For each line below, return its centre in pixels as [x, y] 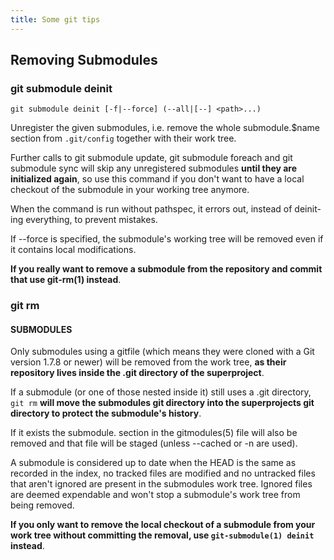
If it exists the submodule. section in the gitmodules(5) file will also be [154, 433]
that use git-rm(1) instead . [66, 280]
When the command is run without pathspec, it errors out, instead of [151, 209]
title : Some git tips [55, 19]
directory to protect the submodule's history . [106, 413]
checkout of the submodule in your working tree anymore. [130, 190]
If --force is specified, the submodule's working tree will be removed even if [167, 239]
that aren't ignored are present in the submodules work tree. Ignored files [161, 484]
